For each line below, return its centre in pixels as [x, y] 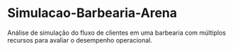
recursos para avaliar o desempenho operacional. [80, 40]
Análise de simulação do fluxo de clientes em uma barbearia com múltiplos [117, 33]
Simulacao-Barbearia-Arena [92, 13]
